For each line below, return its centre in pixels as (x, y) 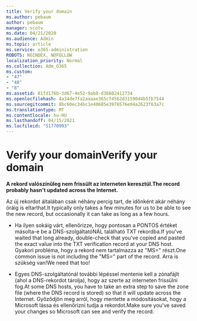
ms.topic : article (29, 45)
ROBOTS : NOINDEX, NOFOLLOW (39, 55)
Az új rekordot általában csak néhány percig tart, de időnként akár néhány (96, 201)
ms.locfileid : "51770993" (38, 126)
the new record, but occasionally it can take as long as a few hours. (88, 214)
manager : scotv (25, 28)
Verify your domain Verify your (82, 155)
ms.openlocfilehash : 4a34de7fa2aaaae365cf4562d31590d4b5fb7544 (85, 99)
